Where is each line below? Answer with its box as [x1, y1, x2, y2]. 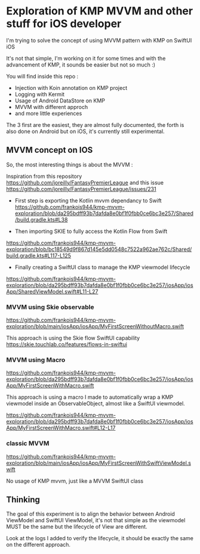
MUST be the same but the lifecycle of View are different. [6, 523, 147, 531]
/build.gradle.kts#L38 [14, 216, 68, 223]
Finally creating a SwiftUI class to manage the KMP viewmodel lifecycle [14, 264, 190, 271]
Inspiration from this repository [6, 172, 82, 180]
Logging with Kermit [14, 90, 64, 98]
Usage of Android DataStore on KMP [14, 97, 106, 104]
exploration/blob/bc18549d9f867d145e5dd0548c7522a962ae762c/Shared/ [6, 246, 192, 253]
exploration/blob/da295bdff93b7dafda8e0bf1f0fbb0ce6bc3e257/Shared [14, 210, 194, 217]
